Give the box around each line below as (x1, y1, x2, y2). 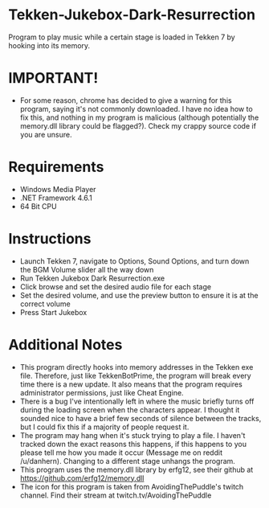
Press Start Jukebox (19, 307, 88, 317)
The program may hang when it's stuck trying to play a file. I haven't (19, 430, 246, 440)
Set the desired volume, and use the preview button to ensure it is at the (19, 290, 259, 300)
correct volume (19, 299, 71, 309)
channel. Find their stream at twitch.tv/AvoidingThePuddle (19, 490, 212, 500)
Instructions (8, 230, 92, 248)
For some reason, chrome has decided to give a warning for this (19, 95, 232, 105)
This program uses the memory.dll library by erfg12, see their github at (19, 465, 254, 474)
